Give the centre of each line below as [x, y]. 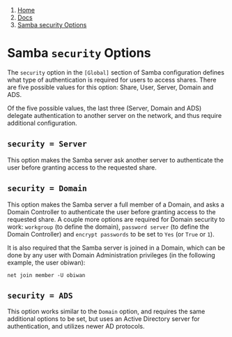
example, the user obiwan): [46, 262]
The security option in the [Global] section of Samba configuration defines [116, 72]
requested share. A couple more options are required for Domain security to [116, 219]
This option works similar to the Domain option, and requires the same [106, 312]
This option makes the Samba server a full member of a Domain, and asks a [116, 204]
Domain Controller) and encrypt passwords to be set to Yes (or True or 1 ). [111, 234]
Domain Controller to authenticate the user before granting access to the [111, 211]
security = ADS [40, 295]
